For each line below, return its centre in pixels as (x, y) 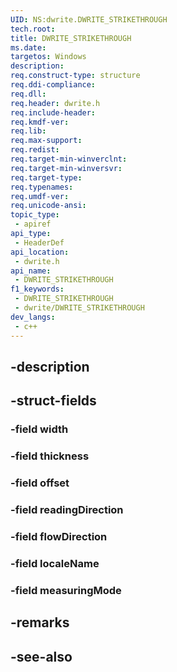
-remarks (40, 622)
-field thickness (50, 456)
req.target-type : (46, 177)
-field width (39, 429)
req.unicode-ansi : (48, 206)
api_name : (31, 271)
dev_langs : (33, 317)
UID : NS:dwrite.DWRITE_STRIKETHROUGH (89, 19)
